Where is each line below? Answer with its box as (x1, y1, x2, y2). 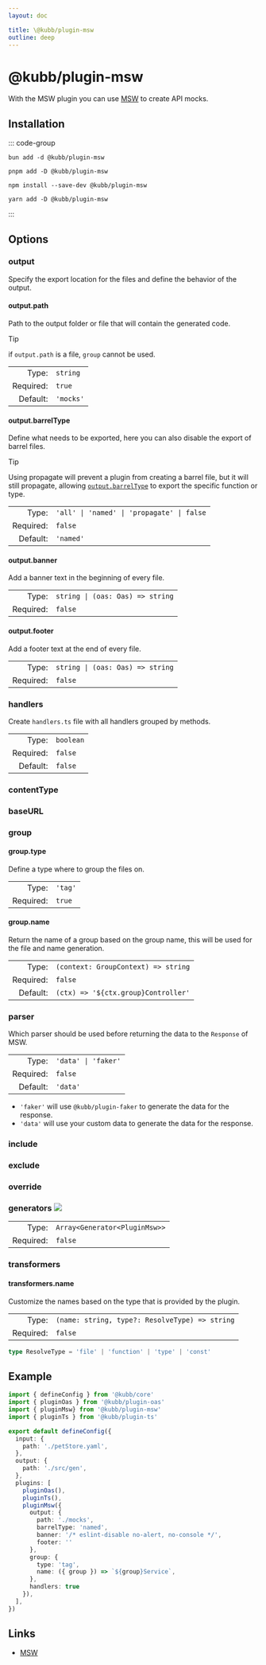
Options (8, 232, 49, 246)
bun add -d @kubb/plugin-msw (8, 154, 105, 162)
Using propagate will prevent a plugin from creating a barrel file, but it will (8, 473, 249, 482)
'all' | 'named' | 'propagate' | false (55, 509, 206, 517)
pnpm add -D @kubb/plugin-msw (8, 168, 109, 176)
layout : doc (8, 11, 48, 20)
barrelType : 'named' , (37, 1523, 109, 1532)
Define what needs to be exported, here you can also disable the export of (8, 433, 252, 443)
